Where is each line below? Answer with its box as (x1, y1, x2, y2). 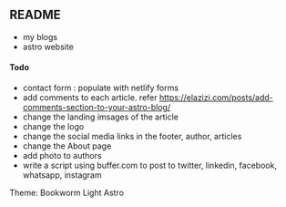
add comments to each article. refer (22, 92, 158, 103)
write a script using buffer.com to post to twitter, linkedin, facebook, (22, 160, 278, 171)
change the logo (22, 121, 85, 132)
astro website (22, 41, 75, 52)
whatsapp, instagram (22, 170, 102, 181)
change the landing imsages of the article (22, 111, 179, 122)
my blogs (22, 31, 57, 42)
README (9, 7, 61, 23)
